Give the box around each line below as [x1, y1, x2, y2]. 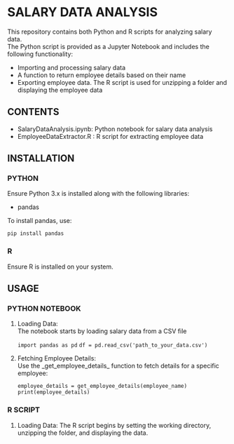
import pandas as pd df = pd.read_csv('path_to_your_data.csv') [17, 342, 208, 349]
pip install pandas [7, 230, 64, 237]
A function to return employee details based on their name [17, 71, 186, 79]
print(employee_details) [17, 389, 90, 396]
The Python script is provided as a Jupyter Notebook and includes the [7, 42, 210, 51]
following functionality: [7, 50, 74, 58]
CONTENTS [7, 106, 60, 118]
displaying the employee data [17, 86, 103, 94]
